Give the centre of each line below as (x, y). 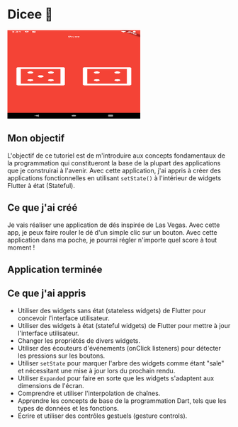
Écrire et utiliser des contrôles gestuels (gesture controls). (102, 416)
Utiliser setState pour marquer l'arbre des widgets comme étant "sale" (121, 363)
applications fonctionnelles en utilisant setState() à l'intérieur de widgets (114, 178)
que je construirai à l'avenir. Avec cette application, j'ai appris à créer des (114, 170)
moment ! (21, 247)
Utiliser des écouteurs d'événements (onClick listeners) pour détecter (119, 348)
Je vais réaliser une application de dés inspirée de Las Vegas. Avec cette (114, 225)
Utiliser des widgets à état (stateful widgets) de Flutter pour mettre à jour (124, 325)
